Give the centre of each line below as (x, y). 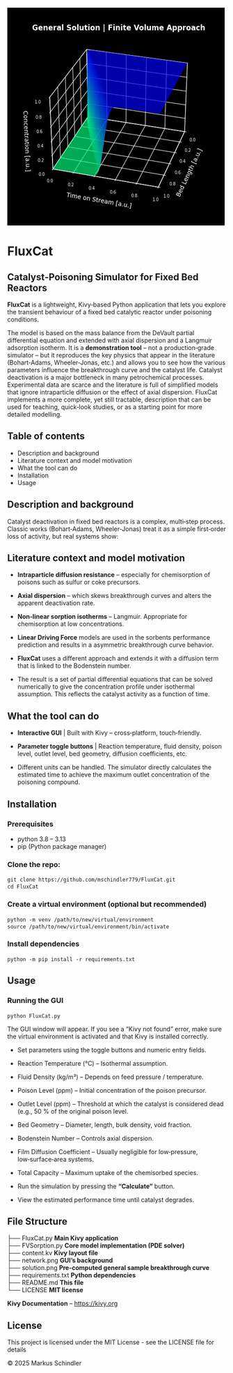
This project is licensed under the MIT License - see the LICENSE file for (111, 1342)
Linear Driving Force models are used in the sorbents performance (114, 638)
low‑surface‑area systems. (55, 1159)
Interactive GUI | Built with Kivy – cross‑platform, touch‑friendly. (109, 733)
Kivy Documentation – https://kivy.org (63, 1303)
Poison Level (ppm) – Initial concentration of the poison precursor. (112, 1090)
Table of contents (46, 436)
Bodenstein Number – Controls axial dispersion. (86, 1138)
